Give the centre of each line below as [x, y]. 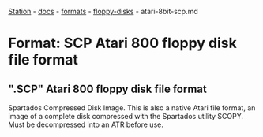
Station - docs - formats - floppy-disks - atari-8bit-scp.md [103, 11]
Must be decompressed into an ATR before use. [86, 124]
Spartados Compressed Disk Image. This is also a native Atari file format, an [132, 108]
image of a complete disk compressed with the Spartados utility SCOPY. [126, 116]
